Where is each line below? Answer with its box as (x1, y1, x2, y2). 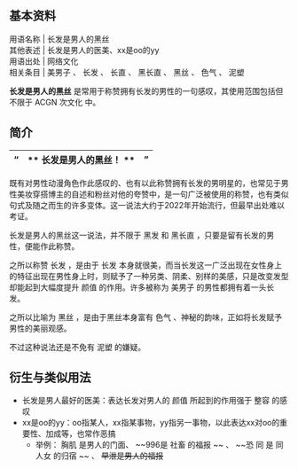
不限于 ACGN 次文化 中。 (9, 97, 101, 107)
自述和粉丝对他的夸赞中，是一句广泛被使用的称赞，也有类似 (70, 189, 289, 199)
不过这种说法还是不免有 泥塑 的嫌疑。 (9, 341, 146, 352)
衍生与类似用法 (9, 371, 91, 386)
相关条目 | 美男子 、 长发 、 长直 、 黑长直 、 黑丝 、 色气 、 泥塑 (9, 66, 245, 77)
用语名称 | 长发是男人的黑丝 (9, 34, 110, 44)
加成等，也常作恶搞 (45, 428, 116, 439)
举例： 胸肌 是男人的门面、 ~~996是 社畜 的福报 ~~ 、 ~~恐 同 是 (35, 440, 274, 450)
